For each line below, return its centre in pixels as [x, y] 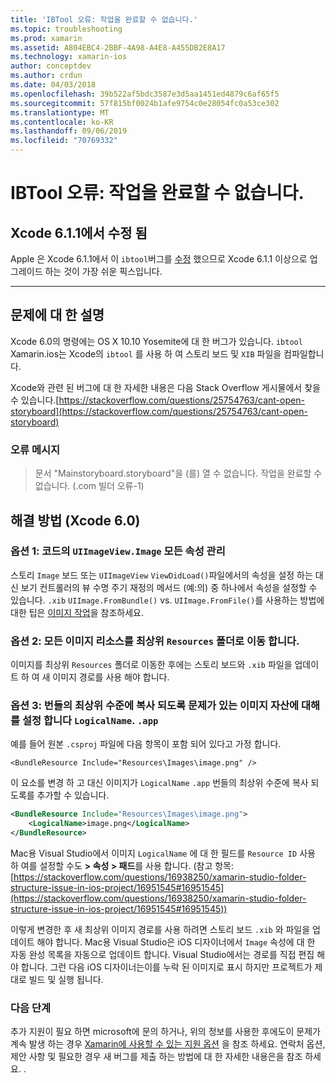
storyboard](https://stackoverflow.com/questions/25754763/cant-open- [159, 411]
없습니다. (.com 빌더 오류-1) [89, 486]
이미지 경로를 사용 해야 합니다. [111, 677]
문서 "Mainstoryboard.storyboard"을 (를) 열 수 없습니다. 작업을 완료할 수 [178, 473]
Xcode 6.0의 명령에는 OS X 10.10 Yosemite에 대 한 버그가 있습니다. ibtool [156, 341]
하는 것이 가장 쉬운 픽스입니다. [103, 271]
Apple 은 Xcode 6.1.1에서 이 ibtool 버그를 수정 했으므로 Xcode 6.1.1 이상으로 [159, 259]
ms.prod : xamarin [46, 38]
